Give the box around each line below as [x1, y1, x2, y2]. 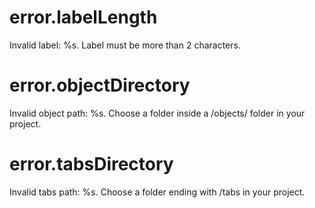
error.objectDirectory [9, 74, 191, 97]
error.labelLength [9, 6, 158, 29]
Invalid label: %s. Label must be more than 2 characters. [9, 39, 241, 51]
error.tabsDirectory [9, 153, 174, 176]
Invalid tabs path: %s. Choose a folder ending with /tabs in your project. [9, 186, 306, 198]
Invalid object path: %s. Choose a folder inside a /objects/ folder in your [9, 107, 306, 119]
